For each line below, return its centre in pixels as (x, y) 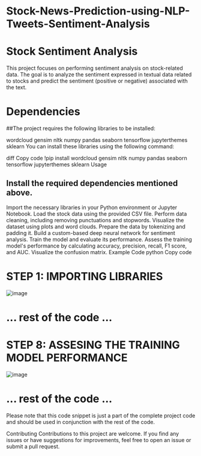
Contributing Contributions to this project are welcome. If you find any (93, 433)
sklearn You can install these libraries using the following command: (90, 146)
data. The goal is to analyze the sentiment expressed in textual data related (99, 75)
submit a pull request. (33, 446)
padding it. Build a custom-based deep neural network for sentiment (91, 233)
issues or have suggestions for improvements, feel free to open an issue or (99, 440)
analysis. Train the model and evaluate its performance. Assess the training (99, 239)
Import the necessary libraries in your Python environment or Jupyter (92, 207)
